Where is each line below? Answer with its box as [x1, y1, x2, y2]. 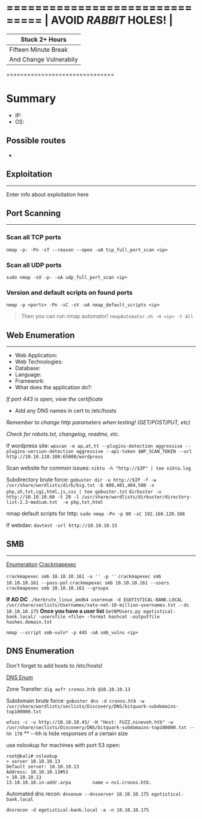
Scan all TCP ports [6, 233, 61, 242]
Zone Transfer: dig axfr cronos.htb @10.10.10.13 [6, 685, 130, 692]
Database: [14, 365, 41, 372]
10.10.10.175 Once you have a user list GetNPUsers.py [6, 607, 141, 615]
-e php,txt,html [63, 500, 103, 506]
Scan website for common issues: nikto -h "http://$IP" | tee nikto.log [6, 465, 191, 472]
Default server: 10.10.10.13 [6, 764, 79, 770]
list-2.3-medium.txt [6, 500, 58, 506]
